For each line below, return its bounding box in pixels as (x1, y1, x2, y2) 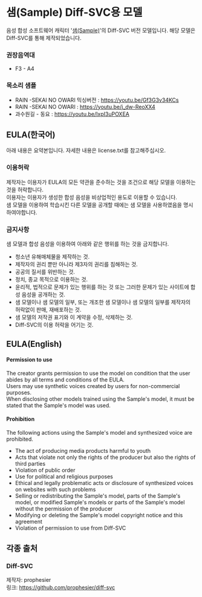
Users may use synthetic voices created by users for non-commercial (6, 382, 180, 389)
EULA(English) (6, 339, 62, 349)
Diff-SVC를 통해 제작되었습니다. (6, 34, 82, 41)
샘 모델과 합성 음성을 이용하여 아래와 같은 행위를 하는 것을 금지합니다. (6, 240, 169, 247)
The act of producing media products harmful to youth (15, 447, 151, 454)
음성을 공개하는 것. (21, 291, 65, 298)
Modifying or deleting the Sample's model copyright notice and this (15, 511, 183, 518)
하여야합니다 (6, 208, 36, 216)
